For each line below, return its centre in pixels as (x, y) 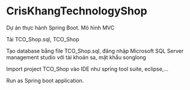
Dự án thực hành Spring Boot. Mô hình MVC (60, 28)
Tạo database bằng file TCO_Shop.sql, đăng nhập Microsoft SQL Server (95, 51)
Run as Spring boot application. (45, 80)
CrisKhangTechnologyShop (77, 11)
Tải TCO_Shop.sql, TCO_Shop (43, 39)
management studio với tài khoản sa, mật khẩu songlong (76, 57)
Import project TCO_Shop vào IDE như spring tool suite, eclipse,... (87, 69)
